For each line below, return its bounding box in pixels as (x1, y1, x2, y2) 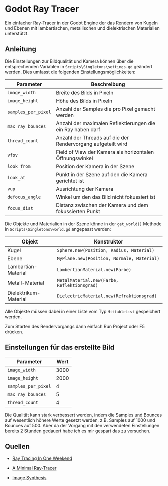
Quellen (5, 442, 30, 451)
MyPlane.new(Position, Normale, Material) (57, 255, 160, 261)
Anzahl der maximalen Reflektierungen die (56, 120, 156, 127)
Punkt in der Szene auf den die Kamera (56, 171, 148, 178)
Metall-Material (7, 279, 44, 286)
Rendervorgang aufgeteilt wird (56, 140, 128, 147)
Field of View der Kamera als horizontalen (56, 148, 154, 155)
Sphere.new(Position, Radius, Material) (57, 247, 155, 253)
